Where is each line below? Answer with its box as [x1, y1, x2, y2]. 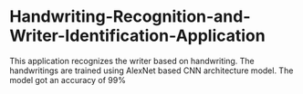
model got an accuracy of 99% [9, 74, 126, 85]
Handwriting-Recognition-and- [9, 6, 251, 27]
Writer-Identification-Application [9, 25, 266, 46]
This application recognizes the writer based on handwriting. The [9, 55, 256, 66]
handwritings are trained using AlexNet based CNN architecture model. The [9, 65, 294, 76]
